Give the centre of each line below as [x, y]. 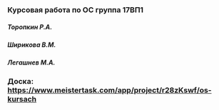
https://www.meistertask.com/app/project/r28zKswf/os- [109, 90]
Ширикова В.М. [32, 45]
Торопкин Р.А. [30, 27]
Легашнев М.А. [31, 62]
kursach [22, 99]
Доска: [21, 81]
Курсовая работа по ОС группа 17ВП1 [76, 10]
